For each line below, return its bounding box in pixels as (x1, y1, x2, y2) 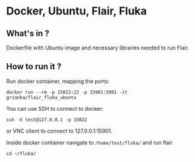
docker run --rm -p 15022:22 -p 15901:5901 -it (6, 89, 128, 95)
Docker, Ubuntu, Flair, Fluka (6, 4, 147, 18)
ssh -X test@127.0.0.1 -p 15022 (6, 116, 87, 123)
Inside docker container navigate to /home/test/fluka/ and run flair (6, 139, 173, 146)
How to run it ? (6, 61, 62, 72)
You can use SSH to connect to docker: (6, 105, 104, 112)
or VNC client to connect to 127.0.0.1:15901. (6, 127, 113, 134)
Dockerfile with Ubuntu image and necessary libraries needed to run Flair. (6, 44, 190, 51)
